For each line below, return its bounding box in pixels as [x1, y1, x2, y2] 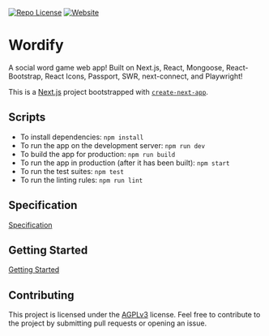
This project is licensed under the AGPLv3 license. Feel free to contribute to [8, 310, 261, 320]
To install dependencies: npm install [19, 132, 144, 142]
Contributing [8, 288, 75, 302]
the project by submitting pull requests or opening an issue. [8, 318, 207, 328]
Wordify [8, 36, 64, 54]
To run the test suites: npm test [19, 166, 124, 176]
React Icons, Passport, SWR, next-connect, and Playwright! [45, 71, 243, 81]
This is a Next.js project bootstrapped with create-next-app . [8, 87, 209, 96]
